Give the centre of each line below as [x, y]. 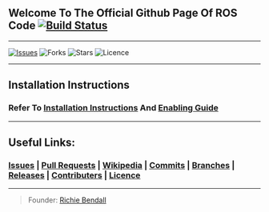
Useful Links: [42, 142]
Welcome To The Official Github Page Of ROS [123, 13]
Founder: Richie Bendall [67, 200]
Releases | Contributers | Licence [74, 175]
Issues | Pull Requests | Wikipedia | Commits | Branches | [122, 165]
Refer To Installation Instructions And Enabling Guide [113, 108]
